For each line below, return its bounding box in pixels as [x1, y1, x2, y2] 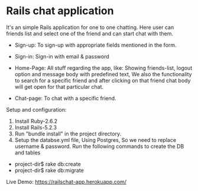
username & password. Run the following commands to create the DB [14, 143, 184, 150]
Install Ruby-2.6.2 [14, 117, 58, 125]
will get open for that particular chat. [14, 83, 104, 90]
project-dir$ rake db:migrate [14, 167, 85, 174]
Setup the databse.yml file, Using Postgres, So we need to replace [14, 136, 176, 143]
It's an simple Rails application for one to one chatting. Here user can [6, 24, 174, 31]
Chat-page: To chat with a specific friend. [14, 95, 116, 102]
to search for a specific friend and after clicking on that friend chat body [14, 77, 191, 84]
